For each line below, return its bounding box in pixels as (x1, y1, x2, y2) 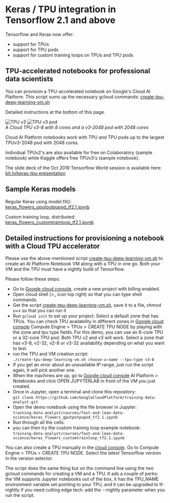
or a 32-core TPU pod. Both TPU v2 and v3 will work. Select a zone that (12, 335, 164, 341)
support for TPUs (12, 41, 49, 47)
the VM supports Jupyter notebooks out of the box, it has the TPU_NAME (5, 476, 159, 482)
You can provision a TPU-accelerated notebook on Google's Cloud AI (5, 88, 151, 94)
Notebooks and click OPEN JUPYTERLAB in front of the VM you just (12, 378, 156, 384)
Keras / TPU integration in (5, 4, 116, 15)
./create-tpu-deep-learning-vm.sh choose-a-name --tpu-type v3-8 (12, 357, 154, 362)
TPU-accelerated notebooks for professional (5, 67, 150, 75)
